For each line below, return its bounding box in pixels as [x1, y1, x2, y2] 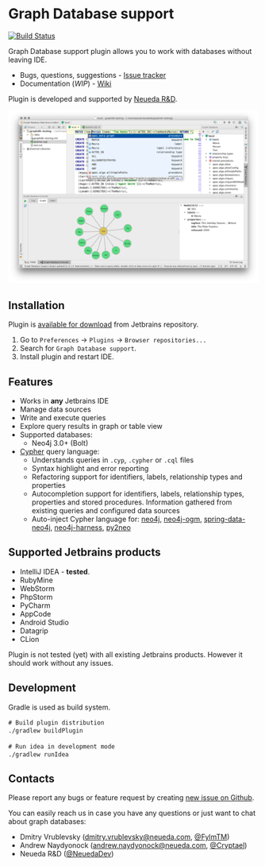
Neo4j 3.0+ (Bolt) [31, 439, 89, 448]
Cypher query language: [19, 447, 100, 457]
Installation [8, 299, 65, 312]
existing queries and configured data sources [31, 506, 180, 516]
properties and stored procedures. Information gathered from [31, 497, 232, 507]
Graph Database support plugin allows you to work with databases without [8, 46, 252, 56]
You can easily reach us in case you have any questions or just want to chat [8, 808, 256, 818]
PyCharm [19, 601, 51, 610]
